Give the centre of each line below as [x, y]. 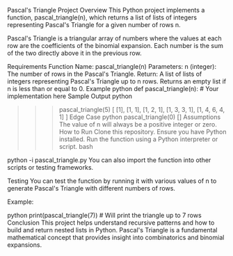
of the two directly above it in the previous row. [74, 53]
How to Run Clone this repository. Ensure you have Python [143, 132]
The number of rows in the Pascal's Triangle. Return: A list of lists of [105, 74]
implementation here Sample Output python [70, 96]
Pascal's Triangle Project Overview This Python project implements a [106, 10]
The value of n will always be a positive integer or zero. [138, 124]
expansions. [25, 245]
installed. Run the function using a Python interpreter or [138, 139]
